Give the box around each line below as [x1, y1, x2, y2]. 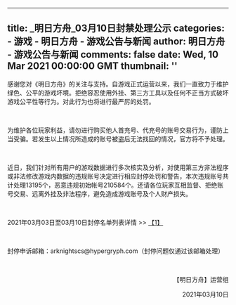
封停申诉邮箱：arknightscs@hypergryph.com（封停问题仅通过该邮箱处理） [7, 247, 225, 255]
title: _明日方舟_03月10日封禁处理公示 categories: [7, 22, 225, 34]
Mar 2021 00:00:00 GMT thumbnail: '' [7, 60, 178, 72]
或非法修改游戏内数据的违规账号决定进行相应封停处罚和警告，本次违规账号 [7, 171, 223, 180]
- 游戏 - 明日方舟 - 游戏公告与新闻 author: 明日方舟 [7, 36, 225, 48]
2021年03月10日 [182, 290, 229, 299]
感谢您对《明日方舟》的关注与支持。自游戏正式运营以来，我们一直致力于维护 [7, 79, 229, 88]
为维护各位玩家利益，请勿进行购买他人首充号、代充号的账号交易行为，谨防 [7, 126, 223, 134]
